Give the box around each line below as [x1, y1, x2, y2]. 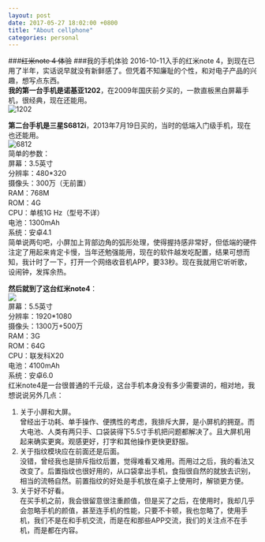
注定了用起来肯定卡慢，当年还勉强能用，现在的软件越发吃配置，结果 [8, 248, 230, 257]
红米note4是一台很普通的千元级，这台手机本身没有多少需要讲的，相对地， [8, 380, 248, 391]
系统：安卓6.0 [8, 371, 54, 380]
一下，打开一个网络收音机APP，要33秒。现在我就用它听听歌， [49, 257, 252, 267]
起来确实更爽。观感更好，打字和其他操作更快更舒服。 [19, 437, 193, 447]
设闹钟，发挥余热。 [8, 267, 71, 277]
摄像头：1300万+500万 [8, 321, 84, 331]
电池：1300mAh [8, 218, 61, 227]
